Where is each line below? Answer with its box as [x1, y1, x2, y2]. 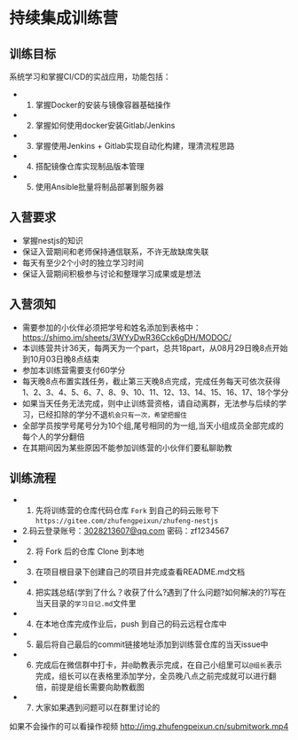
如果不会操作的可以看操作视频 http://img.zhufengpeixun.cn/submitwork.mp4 [9, 721, 289, 732]
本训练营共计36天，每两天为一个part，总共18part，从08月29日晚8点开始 [21, 342, 288, 353]
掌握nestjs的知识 [21, 235, 84, 245]
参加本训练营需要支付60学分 [21, 364, 126, 375]
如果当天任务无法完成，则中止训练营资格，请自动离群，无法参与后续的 [21, 398, 279, 409]
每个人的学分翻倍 [21, 431, 85, 441]
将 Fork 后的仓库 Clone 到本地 [35, 546, 145, 557]
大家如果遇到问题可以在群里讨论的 [35, 702, 161, 713]
